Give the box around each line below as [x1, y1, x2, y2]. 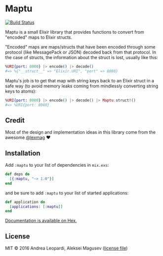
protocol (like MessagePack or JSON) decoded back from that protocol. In [5, 49, 157, 55]
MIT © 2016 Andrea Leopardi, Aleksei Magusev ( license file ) [5, 245, 128, 251]
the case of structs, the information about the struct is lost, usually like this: [5, 54, 158, 60]
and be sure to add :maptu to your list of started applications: [5, 190, 129, 196]
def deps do [5, 172, 30, 177]
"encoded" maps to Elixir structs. [5, 34, 73, 40]
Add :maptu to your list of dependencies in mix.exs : [5, 162, 109, 168]
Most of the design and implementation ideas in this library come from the [5, 129, 156, 135]
